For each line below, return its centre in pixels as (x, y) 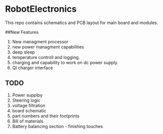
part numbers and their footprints (46, 116)
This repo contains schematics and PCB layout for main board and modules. (82, 23)
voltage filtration (29, 105)
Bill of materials (28, 121)
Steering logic (26, 100)
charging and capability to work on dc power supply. (65, 62)
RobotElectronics (41, 9)
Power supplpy (27, 95)
